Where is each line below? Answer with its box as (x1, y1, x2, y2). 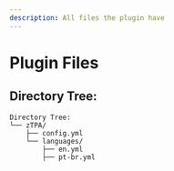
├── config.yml (26, 128, 84, 137)
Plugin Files (9, 52, 99, 73)
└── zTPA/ (9, 120, 47, 130)
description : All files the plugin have (9, 13, 166, 23)
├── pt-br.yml (42, 152, 96, 162)
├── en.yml (42, 145, 84, 154)
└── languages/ (26, 136, 84, 146)
